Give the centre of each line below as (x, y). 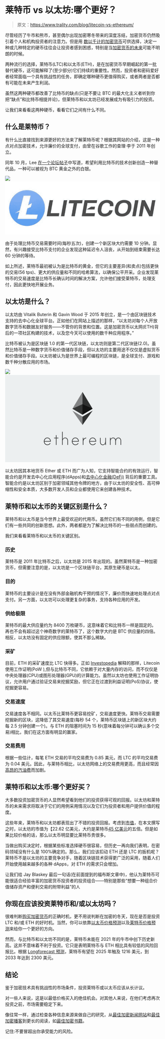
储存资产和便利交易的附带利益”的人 (45, 887)
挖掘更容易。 (18, 688)
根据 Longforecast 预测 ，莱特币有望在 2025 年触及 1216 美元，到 (83, 952)
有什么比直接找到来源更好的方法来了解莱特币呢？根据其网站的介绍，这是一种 (82, 140)
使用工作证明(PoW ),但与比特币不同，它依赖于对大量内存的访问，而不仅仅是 (82, 669)
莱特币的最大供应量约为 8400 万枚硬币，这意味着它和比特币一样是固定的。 (81, 625)
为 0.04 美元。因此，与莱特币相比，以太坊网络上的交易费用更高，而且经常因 (82, 764)
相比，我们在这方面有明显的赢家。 (45, 732)
